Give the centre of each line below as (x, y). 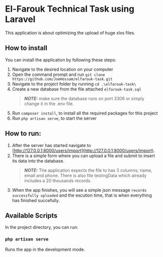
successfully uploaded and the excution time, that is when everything (82, 195)
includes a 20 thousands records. (58, 181)
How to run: (23, 134)
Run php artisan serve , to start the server (54, 118)
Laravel (20, 19)
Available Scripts (31, 215)
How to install (26, 48)
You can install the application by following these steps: (61, 60)
